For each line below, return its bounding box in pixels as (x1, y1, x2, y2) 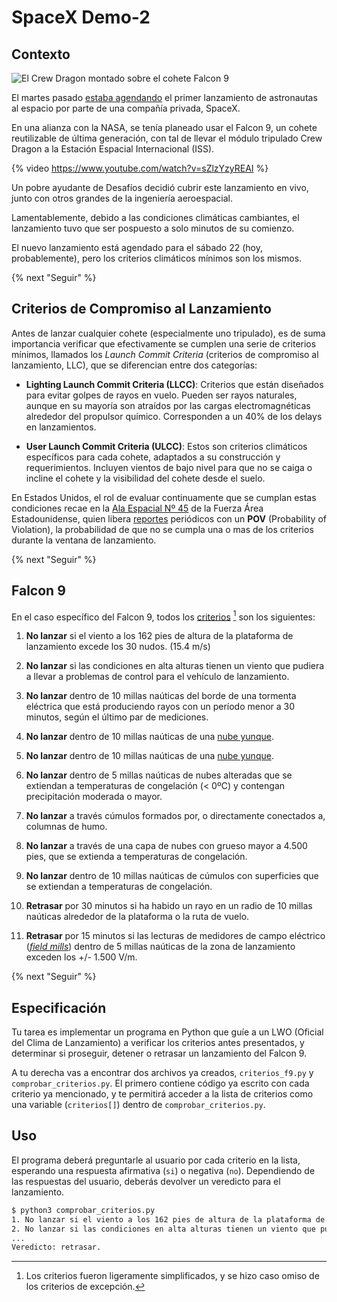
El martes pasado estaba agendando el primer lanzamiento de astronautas (11, 92, 318, 103)
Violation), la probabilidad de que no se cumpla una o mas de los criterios (11, 523, 314, 535)
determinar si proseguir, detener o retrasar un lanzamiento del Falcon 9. (11, 1047, 308, 1060)
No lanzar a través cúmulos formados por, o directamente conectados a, (25, 810, 326, 822)
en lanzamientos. (25, 421, 97, 433)
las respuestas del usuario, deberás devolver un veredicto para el (11, 1175, 281, 1187)
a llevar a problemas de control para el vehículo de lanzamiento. (25, 671, 290, 683)
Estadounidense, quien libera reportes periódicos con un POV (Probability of (11, 512, 327, 525)
